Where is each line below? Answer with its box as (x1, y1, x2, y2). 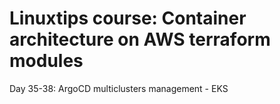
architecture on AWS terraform (9, 28, 271, 51)
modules (9, 50, 84, 72)
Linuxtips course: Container (9, 7, 247, 30)
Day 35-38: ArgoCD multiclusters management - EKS (9, 82, 229, 94)
